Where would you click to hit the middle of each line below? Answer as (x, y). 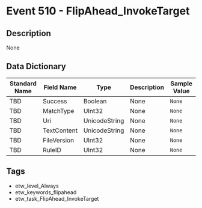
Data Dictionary (36, 66)
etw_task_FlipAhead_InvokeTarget (57, 198)
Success (55, 101)
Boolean (95, 101)
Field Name (60, 87)
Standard (23, 84)
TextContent (60, 130)
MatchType (59, 111)
